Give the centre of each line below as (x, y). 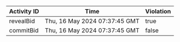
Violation (158, 11)
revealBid (22, 21)
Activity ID (24, 11)
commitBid (24, 30)
